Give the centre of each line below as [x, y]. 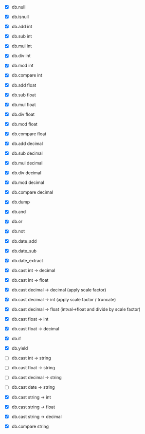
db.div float [23, 114]
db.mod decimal [28, 182]
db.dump [21, 202]
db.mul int [22, 46]
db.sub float [24, 95]
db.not [18, 231]
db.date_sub [24, 251]
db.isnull [20, 17]
